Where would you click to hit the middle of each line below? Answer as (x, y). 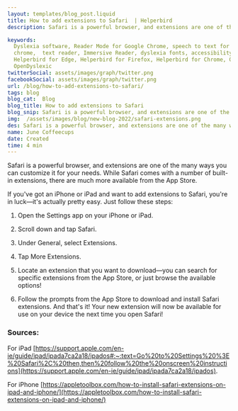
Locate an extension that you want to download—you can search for (117, 271)
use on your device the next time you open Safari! (90, 314)
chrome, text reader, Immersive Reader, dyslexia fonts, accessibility (123, 53)
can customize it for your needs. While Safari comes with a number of (109, 173)
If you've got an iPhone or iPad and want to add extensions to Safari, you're (118, 194)
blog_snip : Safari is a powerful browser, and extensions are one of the (119, 113)
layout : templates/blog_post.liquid (61, 14)
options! (29, 286)
